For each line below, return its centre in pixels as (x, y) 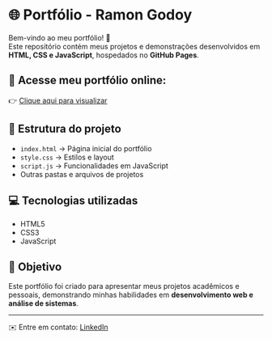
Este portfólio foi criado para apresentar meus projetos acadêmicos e (124, 286)
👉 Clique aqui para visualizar (58, 100)
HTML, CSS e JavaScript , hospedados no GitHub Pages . (104, 55)
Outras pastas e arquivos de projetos (82, 174)
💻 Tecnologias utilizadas (73, 200)
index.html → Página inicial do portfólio (86, 148)
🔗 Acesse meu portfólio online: (87, 81)
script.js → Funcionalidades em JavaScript (94, 165)
